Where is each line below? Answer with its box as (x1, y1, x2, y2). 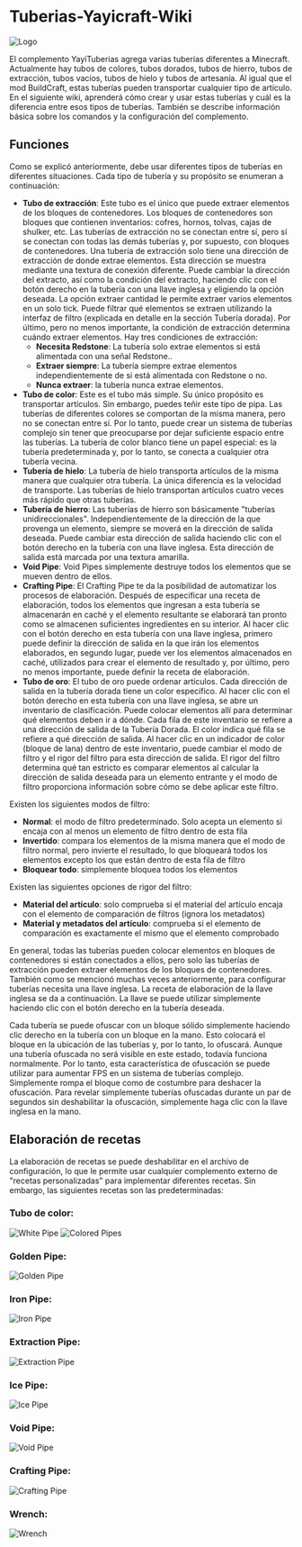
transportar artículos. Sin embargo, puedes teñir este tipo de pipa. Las (22, 398, 283, 409)
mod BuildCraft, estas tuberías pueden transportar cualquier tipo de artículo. (9, 82, 293, 93)
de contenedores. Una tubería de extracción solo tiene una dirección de (22, 245, 289, 256)
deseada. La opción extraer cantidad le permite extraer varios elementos (22, 293, 292, 303)
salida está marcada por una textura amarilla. (22, 551, 190, 562)
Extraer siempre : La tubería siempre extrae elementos (35, 360, 237, 371)
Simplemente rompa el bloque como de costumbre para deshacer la (9, 1077, 262, 1088)
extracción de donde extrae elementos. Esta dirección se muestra (22, 255, 267, 266)
